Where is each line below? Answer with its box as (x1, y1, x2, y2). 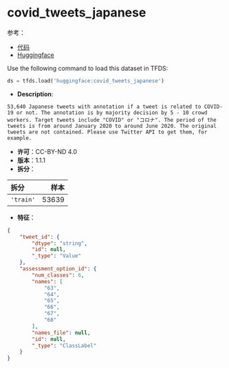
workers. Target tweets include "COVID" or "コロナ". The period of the (7, 116, 217, 123)
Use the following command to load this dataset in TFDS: (7, 64, 168, 72)
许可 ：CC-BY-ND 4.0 (17, 147, 78, 155)
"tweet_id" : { (19, 233, 60, 240)
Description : (17, 89, 54, 98)
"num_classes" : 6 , (32, 272, 85, 279)
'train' (10, 195, 36, 204)
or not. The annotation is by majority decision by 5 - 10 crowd (16, 109, 208, 116)
